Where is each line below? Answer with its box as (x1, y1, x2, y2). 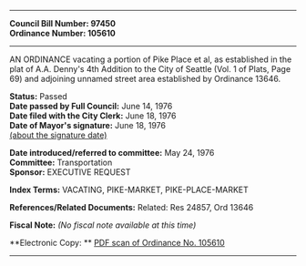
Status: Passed (9, 91, 68, 101)
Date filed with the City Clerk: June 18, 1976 (9, 110, 177, 121)
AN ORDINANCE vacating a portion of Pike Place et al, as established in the (9, 54, 292, 65)
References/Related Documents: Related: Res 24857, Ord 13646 (9, 202, 254, 212)
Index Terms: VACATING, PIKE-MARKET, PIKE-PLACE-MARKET (9, 184, 249, 195)
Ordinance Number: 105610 (9, 28, 116, 38)
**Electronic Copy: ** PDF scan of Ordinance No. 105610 (9, 238, 225, 248)
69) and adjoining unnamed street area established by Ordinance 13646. (9, 74, 280, 84)
